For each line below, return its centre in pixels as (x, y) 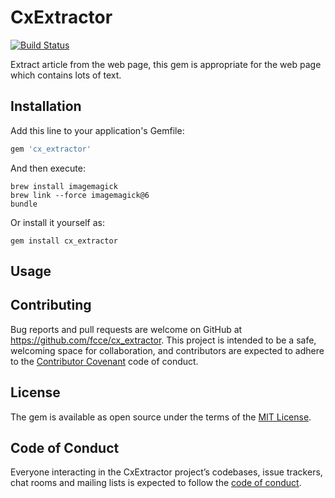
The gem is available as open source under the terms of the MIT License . (161, 417)
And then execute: (48, 168)
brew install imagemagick (64, 186)
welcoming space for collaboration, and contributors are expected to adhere (167, 350)
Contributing (51, 305)
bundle (24, 204)
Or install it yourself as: (57, 222)
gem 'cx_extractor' (51, 149)
